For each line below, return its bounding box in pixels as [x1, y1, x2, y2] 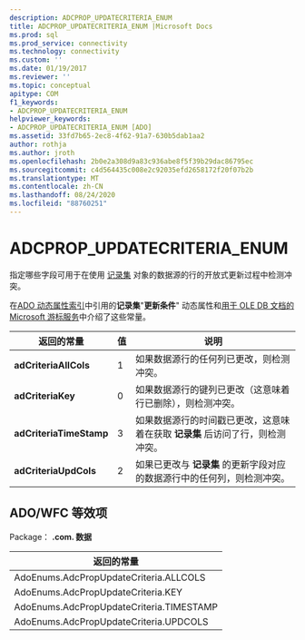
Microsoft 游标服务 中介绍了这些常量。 [9, 310, 152, 322]
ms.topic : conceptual [9, 81, 92, 90]
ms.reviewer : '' [9, 73, 71, 82]
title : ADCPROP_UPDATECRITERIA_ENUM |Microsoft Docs [9, 22, 213, 31]
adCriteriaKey [14, 389, 75, 402]
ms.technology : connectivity [9, 47, 120, 56]
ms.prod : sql [9, 30, 59, 39]
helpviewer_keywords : [9, 114, 92, 123]
